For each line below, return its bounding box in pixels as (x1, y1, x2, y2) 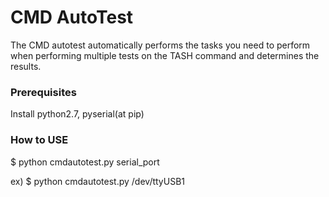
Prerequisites (10, 85, 77, 99)
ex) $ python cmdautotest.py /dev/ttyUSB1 (10, 175, 185, 187)
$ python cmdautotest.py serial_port (10, 156, 160, 168)
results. (10, 60, 42, 72)
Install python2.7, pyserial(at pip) (10, 108, 145, 120)
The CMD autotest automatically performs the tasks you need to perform (10, 39, 311, 51)
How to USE (10, 133, 69, 147)
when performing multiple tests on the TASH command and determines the (10, 49, 320, 61)
